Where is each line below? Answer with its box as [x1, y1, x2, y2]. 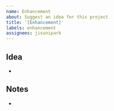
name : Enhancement [6, 8, 51, 15]
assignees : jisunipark [6, 30, 61, 36]
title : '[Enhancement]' [6, 19, 64, 25]
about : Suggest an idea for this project [6, 14, 109, 20]
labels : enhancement [6, 25, 57, 31]
